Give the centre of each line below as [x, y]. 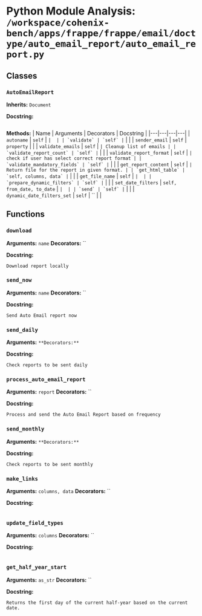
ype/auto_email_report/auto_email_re [101, 44]
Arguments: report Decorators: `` [49, 392]
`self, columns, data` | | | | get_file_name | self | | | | [79, 176]
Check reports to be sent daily [47, 365]
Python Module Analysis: [71, 11]
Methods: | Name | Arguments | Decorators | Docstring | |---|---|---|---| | [98, 133]
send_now [19, 280]
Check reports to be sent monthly [50, 464]
